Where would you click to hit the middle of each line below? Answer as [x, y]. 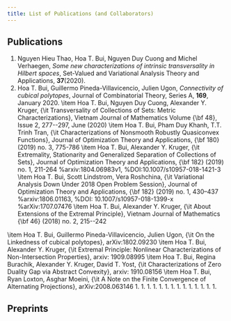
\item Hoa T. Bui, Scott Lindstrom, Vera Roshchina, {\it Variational [111, 177]
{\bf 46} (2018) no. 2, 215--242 [62, 221]
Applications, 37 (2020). [51, 81]
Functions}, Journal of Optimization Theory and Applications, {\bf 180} [118, 140]
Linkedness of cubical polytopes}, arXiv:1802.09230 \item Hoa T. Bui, [107, 242]
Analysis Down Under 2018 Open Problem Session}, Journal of [107, 185]
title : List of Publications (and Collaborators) [81, 14]
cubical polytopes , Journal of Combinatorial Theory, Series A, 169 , [113, 95]
